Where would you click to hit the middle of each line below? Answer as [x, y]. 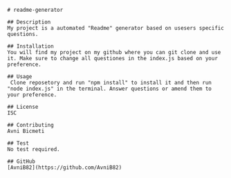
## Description [29, 22]
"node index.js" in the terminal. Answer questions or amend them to [110, 89]
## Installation [30, 46]
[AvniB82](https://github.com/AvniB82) [65, 168]
